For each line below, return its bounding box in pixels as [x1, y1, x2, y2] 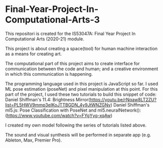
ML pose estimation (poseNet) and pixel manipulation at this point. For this [5, 86, 158, 92]
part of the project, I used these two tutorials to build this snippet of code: [5, 91, 157, 97]
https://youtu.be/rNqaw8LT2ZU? [89, 96, 157, 103]
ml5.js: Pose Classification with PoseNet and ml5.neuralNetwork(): [5, 107, 141, 113]
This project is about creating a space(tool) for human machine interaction [5, 45, 158, 51]
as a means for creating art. [5, 51, 62, 57]
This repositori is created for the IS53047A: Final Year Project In [5, 30, 136, 36]
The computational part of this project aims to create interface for [5, 60, 140, 66]
